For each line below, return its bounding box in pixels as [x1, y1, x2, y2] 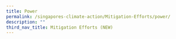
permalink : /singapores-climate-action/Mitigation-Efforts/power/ [6, 14, 171, 19]
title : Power [6, 8, 38, 14]
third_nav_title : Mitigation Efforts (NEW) [6, 24, 114, 30]
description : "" [6, 19, 45, 25]
